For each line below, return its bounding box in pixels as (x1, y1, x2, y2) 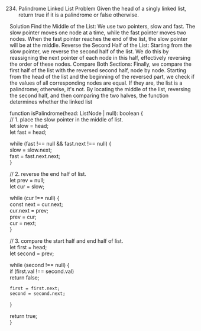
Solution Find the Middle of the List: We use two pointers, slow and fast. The (9, 23, 196, 30)
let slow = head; (9, 123, 49, 129)
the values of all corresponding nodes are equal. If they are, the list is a (9, 79, 183, 86)
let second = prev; (9, 250, 54, 257)
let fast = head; (9, 128, 47, 136)
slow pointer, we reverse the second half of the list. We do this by (9, 48, 169, 55)
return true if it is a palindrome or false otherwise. (18, 11, 140, 18)
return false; (9, 274, 40, 281)
